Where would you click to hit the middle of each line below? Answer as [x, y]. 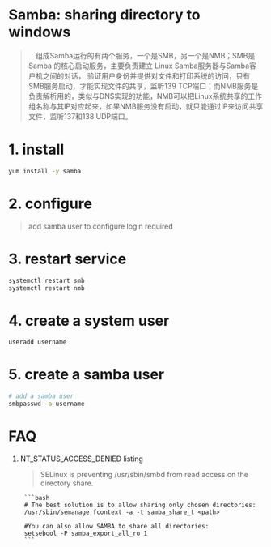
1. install [36, 150]
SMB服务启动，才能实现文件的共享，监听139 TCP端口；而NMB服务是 [143, 86]
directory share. [67, 483]
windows [40, 32]
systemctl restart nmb [47, 288]
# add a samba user [41, 396]
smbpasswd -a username [47, 404]
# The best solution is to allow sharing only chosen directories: [140, 505]
